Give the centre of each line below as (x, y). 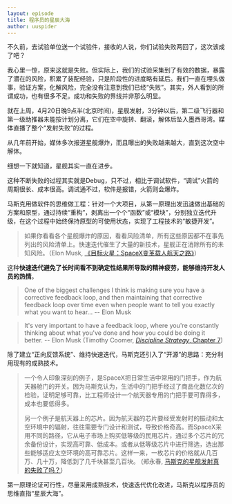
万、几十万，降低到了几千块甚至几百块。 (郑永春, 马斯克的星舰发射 (118, 462)
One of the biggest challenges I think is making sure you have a (114, 290)
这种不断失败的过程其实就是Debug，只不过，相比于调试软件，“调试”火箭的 (113, 181)
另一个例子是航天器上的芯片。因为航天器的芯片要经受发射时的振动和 (121, 418)
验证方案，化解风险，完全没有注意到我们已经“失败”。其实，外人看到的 (119, 88)
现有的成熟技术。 (37, 363)
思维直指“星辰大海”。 (37, 494)
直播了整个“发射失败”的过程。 (55, 128)
